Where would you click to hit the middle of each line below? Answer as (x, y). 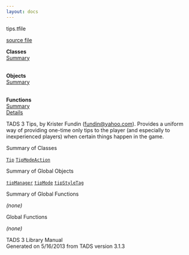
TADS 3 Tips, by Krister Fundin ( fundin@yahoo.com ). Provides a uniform (95, 124)
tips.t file (16, 28)
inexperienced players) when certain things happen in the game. (85, 136)
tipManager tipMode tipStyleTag (45, 183)
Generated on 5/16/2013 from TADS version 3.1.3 (66, 246)
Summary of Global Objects (40, 171)
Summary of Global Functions (42, 194)
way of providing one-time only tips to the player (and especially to (88, 130)
